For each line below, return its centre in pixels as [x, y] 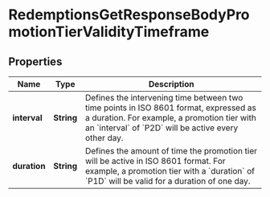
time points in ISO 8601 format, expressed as [171, 108]
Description [171, 84]
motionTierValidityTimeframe [109, 32]
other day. [104, 138]
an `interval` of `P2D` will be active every [162, 128]
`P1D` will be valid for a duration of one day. [168, 181]
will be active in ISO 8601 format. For [155, 161]
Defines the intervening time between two [164, 98]
